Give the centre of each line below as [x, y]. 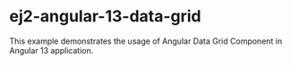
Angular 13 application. [51, 50]
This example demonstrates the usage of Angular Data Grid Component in [146, 41]
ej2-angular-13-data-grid [105, 16]
